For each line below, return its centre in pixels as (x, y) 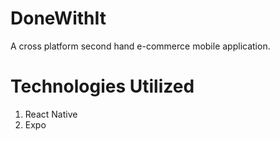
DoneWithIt (58, 18)
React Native (51, 114)
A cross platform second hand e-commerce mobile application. (140, 46)
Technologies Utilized (102, 86)
